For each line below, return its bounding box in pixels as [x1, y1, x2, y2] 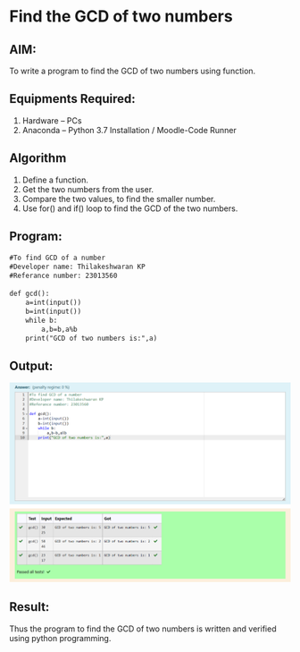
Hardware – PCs [21, 114, 82, 126]
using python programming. [9, 632, 112, 643]
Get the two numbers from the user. [21, 183, 154, 194]
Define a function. [21, 174, 89, 185]
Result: [9, 599, 50, 614]
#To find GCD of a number [9, 253, 105, 263]
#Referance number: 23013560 [9, 271, 118, 281]
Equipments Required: [9, 91, 136, 106]
